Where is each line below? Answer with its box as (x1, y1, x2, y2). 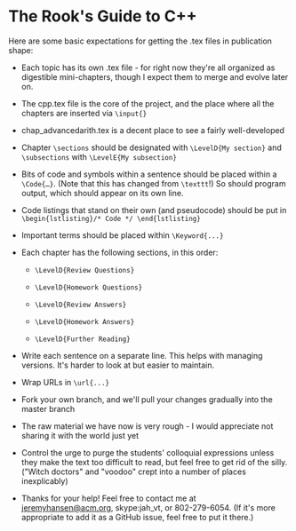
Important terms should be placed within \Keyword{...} (20, 229, 224, 241)
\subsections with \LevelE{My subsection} (20, 151, 177, 162)
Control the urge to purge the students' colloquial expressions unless (20, 447, 275, 458)
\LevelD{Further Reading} (34, 335, 131, 344)
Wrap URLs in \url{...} (20, 376, 110, 387)
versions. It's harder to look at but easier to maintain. (20, 360, 215, 370)
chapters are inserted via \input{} (20, 107, 148, 118)
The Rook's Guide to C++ (8, 6, 197, 27)
